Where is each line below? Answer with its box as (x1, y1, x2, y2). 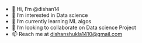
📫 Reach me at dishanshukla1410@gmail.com (11, 31, 123, 37)
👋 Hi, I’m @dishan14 (11, 6, 60, 12)
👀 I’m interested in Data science (11, 12, 88, 19)
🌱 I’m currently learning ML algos (11, 18, 92, 24)
